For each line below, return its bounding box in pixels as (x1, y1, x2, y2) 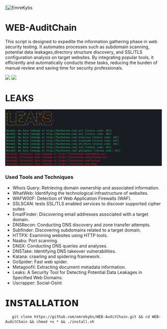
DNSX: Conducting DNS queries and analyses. (12, 243, 108, 249)
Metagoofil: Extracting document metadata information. (12, 264, 126, 270)
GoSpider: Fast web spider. (12, 259, 68, 265)
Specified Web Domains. (12, 275, 63, 281)
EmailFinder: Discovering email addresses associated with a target (12, 211, 149, 217)
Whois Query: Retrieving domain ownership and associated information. (12, 185, 160, 191)
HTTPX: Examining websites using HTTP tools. (12, 233, 108, 239)
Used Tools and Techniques (5, 174, 74, 181)
